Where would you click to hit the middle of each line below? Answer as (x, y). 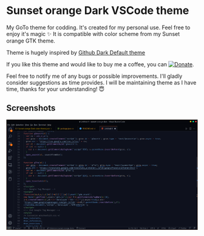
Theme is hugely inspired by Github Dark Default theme (76, 52)
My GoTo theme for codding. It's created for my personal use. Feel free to (98, 27)
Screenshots (31, 108)
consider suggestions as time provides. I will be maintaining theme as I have (101, 82)
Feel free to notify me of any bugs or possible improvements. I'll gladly (94, 76)
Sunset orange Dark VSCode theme (98, 11)
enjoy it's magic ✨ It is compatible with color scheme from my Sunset (93, 33)
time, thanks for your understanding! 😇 (56, 89)
